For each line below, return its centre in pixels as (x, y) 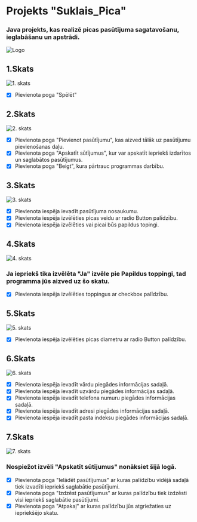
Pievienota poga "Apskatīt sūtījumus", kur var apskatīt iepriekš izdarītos (103, 153)
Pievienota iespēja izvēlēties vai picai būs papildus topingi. (87, 225)
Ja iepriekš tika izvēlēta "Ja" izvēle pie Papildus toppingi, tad (96, 274)
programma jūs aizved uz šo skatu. (58, 281)
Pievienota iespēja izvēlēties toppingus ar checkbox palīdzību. (92, 294)
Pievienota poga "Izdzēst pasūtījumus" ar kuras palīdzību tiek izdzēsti (101, 493)
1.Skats (20, 69)
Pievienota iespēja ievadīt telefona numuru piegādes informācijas (95, 398)
